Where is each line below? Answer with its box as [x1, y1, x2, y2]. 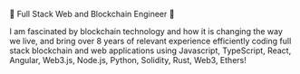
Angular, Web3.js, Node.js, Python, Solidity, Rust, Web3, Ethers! [9, 55, 247, 65]
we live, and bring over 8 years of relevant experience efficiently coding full [9, 36, 292, 46]
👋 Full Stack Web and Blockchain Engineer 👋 [9, 9, 175, 19]
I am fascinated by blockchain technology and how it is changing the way [9, 26, 284, 36]
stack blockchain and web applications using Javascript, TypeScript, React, [9, 45, 292, 56]
